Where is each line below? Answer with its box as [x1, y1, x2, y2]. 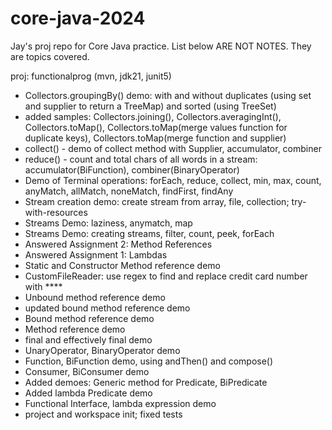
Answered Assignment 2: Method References [24, 238, 213, 250]
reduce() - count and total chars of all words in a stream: [24, 153, 258, 165]
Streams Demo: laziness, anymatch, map [24, 217, 193, 229]
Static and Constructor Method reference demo [24, 259, 221, 271]
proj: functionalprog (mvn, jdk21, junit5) [10, 70, 172, 82]
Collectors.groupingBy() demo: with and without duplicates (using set [24, 89, 312, 101]
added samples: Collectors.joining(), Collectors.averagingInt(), [24, 110, 282, 122]
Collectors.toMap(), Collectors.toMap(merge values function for [24, 121, 288, 133]
